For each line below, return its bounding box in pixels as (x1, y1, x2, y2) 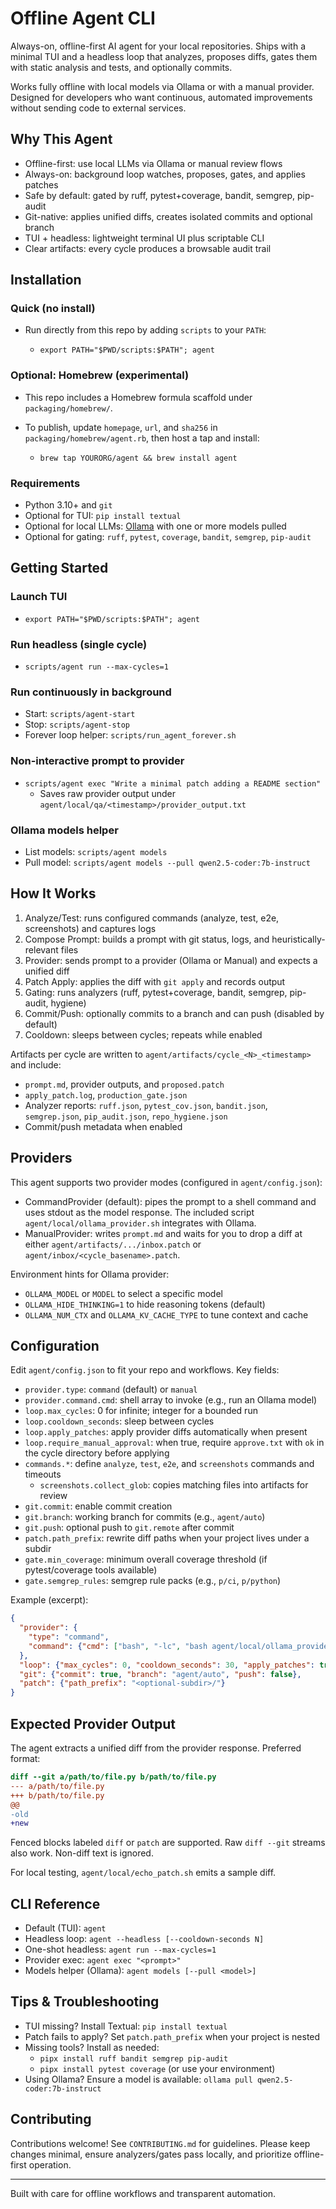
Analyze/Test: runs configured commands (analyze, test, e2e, (24, 912, 280, 924)
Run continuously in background (10, 685, 172, 699)
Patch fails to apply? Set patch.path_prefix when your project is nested (24, 2030, 321, 2042)
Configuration (10, 1337, 100, 1354)
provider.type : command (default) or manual (24, 1383, 198, 1396)
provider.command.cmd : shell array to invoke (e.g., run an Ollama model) (24, 1394, 318, 1406)
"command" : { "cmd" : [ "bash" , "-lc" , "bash (28, 1641, 208, 1651)
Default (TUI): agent (24, 1922, 107, 1934)
